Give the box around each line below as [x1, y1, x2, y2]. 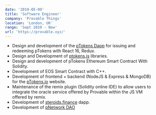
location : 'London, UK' [5, 20, 53, 26]
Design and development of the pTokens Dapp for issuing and [12, 43, 136, 48]
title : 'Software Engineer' [5, 12, 62, 16]
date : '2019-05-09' [5, 7, 45, 12]
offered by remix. [12, 94, 47, 100]
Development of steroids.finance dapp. [12, 100, 91, 105]
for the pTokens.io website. [12, 79, 66, 85]
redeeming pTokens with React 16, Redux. [12, 48, 95, 54]
